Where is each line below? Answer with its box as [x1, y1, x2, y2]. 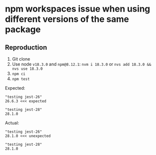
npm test [12, 77, 30, 81]
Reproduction [5, 43, 47, 51]
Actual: [5, 120, 19, 125]
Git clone [12, 56, 31, 62]
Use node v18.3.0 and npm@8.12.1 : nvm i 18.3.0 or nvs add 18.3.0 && [12, 62, 152, 67]
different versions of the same [5, 14, 129, 25]
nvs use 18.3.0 [12, 66, 43, 71]
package [5, 24, 41, 35]
